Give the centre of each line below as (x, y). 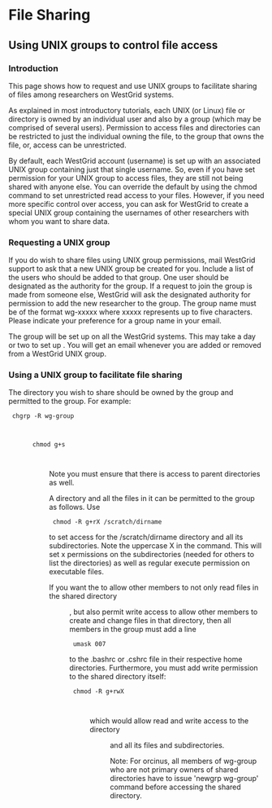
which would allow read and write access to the (169, 721)
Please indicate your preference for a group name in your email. (115, 321)
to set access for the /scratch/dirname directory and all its (146, 537)
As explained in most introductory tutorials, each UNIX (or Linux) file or (127, 110)
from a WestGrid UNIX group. (58, 354)
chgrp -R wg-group (43, 416)
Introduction (33, 68)
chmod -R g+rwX (98, 692)
